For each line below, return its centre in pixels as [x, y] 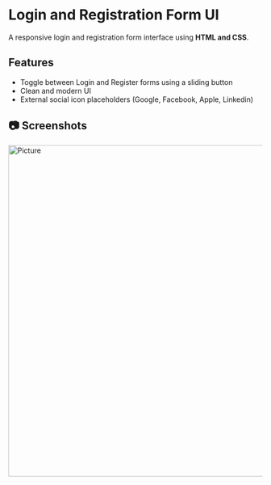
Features [31, 63]
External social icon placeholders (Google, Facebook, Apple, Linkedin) [137, 99]
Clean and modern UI [55, 91]
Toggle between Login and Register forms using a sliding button [126, 82]
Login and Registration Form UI [114, 15]
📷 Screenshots [48, 126]
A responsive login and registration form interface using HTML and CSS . [129, 37]
